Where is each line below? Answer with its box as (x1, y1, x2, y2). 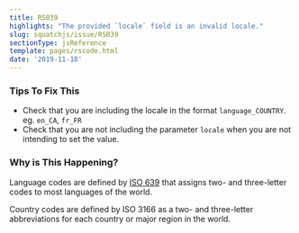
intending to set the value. (22, 134, 120, 145)
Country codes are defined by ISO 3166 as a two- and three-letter (9, 203, 254, 214)
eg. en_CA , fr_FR (22, 114, 83, 126)
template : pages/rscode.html (9, 47, 119, 56)
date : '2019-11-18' (9, 55, 83, 64)
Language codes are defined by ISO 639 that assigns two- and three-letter (9, 176, 287, 187)
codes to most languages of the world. (9, 186, 153, 197)
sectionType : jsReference (9, 38, 106, 48)
